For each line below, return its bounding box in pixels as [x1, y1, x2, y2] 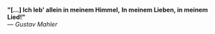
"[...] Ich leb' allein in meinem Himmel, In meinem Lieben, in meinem [7, 6, 208, 14]
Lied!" [7, 13, 26, 21]
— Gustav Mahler [7, 20, 58, 28]
